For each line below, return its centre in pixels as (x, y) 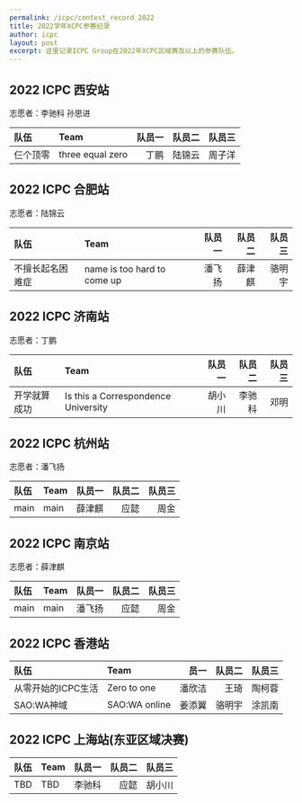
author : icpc (34, 34)
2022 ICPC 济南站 (59, 317)
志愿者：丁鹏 (33, 340)
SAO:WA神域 (41, 705)
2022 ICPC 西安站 (59, 89)
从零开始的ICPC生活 (56, 688)
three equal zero (93, 154)
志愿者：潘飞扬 (37, 467)
